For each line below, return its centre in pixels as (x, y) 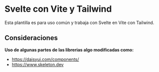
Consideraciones (31, 38)
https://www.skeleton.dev (38, 64)
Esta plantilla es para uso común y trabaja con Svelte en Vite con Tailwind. (79, 23)
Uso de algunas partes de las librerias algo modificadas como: (69, 49)
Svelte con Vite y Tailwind (58, 9)
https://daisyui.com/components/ (45, 59)
